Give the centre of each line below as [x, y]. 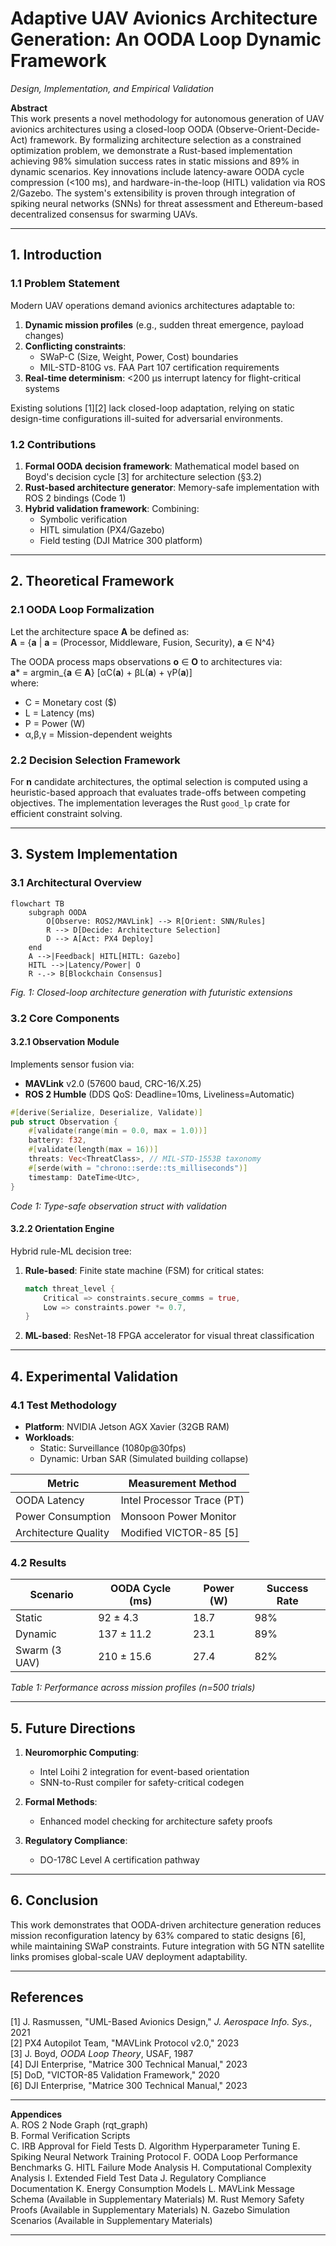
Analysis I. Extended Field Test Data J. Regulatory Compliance [138, 2178]
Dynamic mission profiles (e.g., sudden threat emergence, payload [164, 324]
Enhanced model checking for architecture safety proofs [156, 1821]
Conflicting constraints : [75, 346]
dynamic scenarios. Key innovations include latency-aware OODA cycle [157, 171]
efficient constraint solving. [66, 813]
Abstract [29, 108]
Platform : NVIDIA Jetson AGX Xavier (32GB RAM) [127, 1426]
